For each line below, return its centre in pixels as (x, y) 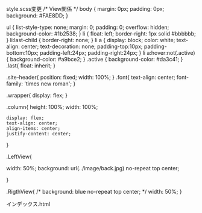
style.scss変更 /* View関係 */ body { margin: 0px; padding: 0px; (85, 9)
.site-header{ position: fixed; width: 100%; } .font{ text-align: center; (91, 77)
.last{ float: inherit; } (31, 66)
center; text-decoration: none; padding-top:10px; (82, 46)
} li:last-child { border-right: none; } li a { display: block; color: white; (91, 40)
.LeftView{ (19, 156)
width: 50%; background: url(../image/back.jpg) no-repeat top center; (93, 168)
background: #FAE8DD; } (37, 16)
